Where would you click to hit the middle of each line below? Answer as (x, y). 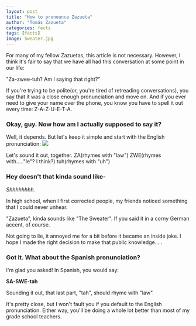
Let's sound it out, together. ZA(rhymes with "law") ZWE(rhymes (84, 155)
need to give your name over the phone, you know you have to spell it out (94, 103)
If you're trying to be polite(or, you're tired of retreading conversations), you (97, 90)
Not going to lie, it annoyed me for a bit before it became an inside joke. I (94, 236)
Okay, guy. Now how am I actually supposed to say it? (84, 124)
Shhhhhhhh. (21, 189)
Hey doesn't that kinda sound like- (56, 177)
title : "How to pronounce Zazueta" (49, 17)
